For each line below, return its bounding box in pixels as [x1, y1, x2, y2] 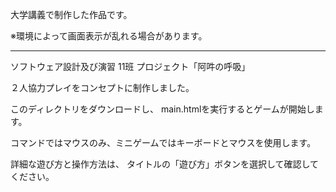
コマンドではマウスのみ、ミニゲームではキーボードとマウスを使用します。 [10, 137, 317, 148]
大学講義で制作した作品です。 [10, 9, 133, 20]
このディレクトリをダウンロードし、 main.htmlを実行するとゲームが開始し [10, 103, 315, 115]
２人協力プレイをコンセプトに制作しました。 [10, 82, 195, 93]
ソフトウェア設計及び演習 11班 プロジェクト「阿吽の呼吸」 [10, 61, 251, 72]
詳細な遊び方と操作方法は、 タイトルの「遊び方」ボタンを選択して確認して [10, 158, 320, 170]
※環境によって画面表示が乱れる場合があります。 [10, 30, 208, 42]
